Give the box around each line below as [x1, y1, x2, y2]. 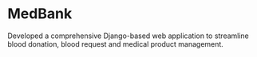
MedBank [7, 5, 73, 23]
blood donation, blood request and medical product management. [7, 39, 224, 48]
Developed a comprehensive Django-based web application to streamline [7, 31, 249, 40]
